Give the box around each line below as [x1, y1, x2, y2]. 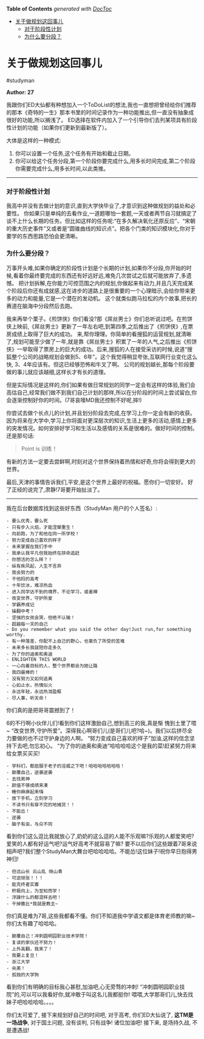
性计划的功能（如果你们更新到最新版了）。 [6, 124, 110, 131]
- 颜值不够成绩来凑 [6, 782, 49, 788]
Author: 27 [6, 88, 35, 96]
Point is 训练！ [21, 445, 58, 452]
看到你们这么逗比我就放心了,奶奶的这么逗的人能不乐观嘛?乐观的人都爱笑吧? [6, 832, 194, 840]
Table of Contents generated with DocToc [6, 5, 112, 12]
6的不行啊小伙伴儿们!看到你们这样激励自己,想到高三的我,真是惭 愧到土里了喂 [6, 719, 197, 726]
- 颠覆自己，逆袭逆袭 [6, 769, 53, 775]
